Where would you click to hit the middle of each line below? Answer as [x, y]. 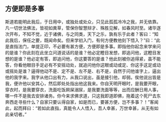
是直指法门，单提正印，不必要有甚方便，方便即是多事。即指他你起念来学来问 [83, 46]
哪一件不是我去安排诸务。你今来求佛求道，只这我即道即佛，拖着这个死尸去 [81, 96]
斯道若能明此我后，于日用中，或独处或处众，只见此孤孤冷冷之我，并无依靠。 [83, 22]
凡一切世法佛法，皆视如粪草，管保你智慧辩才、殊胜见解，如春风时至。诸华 [81, 28]
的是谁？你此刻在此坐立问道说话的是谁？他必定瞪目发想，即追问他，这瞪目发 [83, 52]
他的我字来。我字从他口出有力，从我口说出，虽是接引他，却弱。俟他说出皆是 [83, 77]
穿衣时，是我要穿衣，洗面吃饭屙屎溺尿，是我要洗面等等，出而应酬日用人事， [83, 89]
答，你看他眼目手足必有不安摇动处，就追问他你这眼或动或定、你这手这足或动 [83, 65]
